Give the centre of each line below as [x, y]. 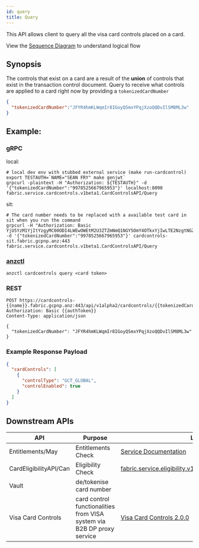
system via [91, 521]
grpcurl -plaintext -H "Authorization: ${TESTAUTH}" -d [76, 183]
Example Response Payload [47, 352]
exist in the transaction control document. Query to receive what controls [95, 85]
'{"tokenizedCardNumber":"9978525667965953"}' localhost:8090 [84, 188]
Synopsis [24, 64]
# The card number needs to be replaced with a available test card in [96, 215]
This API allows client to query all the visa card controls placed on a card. [96, 34]
